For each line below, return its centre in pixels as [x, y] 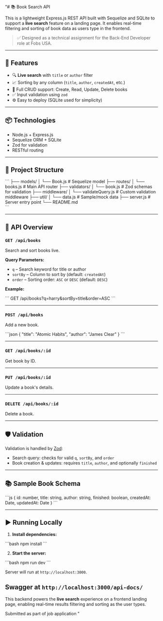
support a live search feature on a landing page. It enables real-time [73, 23]
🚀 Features [22, 63]
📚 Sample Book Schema [43, 483]
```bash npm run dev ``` [28, 562]
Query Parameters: [25, 260]
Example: [15, 289]
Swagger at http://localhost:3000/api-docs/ [74, 587]
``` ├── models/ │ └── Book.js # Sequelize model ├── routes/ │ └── [75, 182]
